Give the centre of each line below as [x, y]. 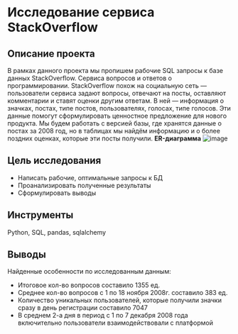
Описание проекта [51, 54]
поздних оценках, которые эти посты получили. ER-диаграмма [104, 138]
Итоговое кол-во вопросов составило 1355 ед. [89, 285]
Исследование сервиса [81, 12]
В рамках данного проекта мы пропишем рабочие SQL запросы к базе [115, 71]
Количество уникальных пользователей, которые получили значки [120, 300]
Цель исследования [54, 161]
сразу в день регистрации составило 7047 [82, 308]
